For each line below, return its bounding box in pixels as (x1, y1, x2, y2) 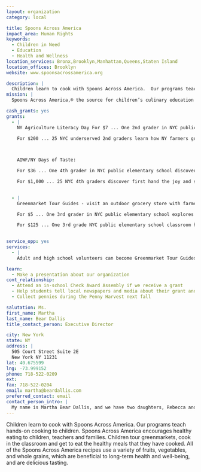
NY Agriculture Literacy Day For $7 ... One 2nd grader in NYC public (17, 124, 197, 130)
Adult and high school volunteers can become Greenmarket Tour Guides (17, 255, 197, 261)
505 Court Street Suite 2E (11, 349, 79, 355)
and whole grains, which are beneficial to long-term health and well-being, (6, 452, 190, 459)
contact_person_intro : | (6, 398, 68, 404)
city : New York (6, 332, 44, 338)
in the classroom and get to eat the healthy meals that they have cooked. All (6, 440, 193, 447)
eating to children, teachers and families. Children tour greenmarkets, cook (6, 433, 191, 440)
